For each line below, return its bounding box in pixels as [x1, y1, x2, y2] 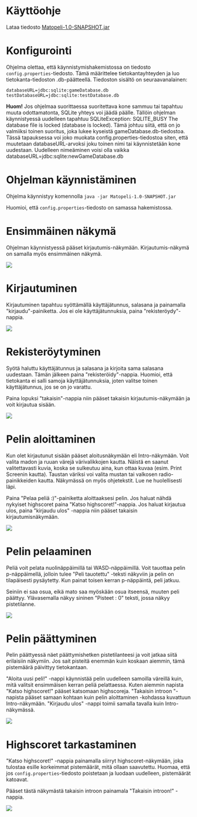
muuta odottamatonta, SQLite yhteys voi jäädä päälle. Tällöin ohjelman [6, 109, 176, 116]
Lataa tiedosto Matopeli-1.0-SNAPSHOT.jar [6, 23, 110, 31]
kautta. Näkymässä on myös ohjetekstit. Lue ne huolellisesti [38, 477, 182, 484]
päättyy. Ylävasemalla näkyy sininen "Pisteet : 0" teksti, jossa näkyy [6, 594, 170, 601]
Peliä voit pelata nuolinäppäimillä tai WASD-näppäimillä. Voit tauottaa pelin [6, 564, 186, 571]
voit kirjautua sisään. [6, 401, 56, 408]
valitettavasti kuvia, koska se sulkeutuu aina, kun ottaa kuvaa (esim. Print [6, 464, 182, 471]
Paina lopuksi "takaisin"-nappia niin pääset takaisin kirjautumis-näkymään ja [6, 394, 191, 401]
